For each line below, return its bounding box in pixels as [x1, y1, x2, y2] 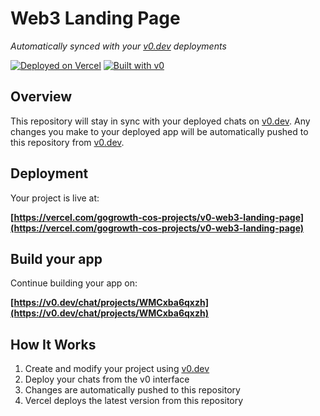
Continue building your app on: [10, 277, 138, 289]
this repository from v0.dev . [10, 136, 125, 148]
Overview [10, 88, 73, 106]
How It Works [10, 336, 97, 353]
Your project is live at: [10, 192, 100, 204]
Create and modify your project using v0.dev [24, 363, 210, 375]
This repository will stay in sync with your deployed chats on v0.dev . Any [10, 115, 311, 127]
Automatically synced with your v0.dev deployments [10, 40, 227, 52]
